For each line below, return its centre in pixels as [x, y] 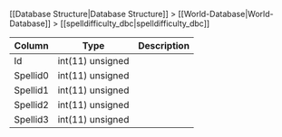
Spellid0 [32, 75]
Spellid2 [32, 105]
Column [31, 46]
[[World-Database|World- [226, 14]
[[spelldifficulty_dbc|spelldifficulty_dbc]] [135, 23]
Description [164, 46]
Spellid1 [32, 90]
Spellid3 [32, 119]
